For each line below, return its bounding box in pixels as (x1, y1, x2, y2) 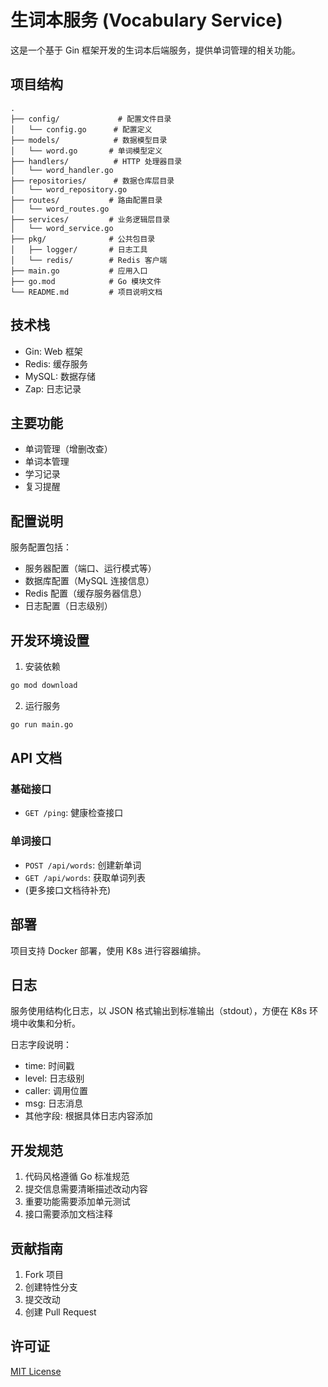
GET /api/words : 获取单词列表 (24, 871, 147, 883)
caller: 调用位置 (24, 1085, 88, 1097)
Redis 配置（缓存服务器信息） (24, 587, 148, 600)
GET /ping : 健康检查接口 (24, 807, 124, 819)
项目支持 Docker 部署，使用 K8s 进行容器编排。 (10, 944, 207, 956)
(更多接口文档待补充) (24, 884, 112, 896)
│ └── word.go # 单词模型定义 (10, 146, 163, 156)
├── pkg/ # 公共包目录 (10, 234, 156, 244)
